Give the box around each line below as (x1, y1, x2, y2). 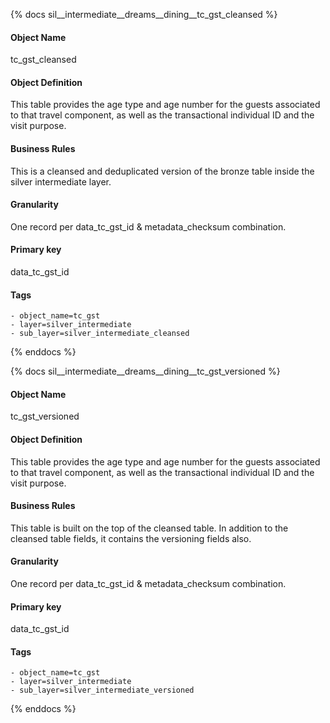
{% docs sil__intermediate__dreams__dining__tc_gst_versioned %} (10, 365, 281, 378)
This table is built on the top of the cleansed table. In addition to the (10, 522, 289, 534)
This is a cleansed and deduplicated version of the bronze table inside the (10, 165, 315, 177)
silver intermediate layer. (10, 175, 112, 188)
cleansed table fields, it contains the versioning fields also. (10, 532, 252, 544)
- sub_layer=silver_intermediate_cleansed (10, 329, 190, 339)
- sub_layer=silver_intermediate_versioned (10, 685, 195, 696)
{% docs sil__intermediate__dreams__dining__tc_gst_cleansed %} (10, 9, 278, 20)
